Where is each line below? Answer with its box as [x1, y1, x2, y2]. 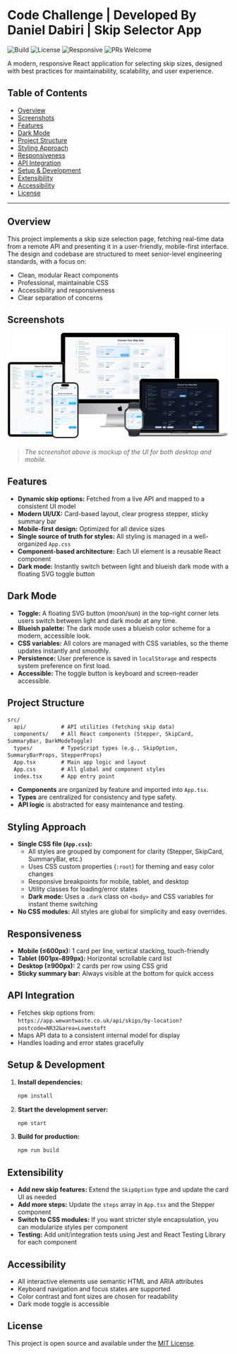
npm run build [17, 1147, 59, 1154]
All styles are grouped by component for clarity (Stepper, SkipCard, [28, 847, 224, 856]
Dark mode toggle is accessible [17, 1300, 109, 1308]
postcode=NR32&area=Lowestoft [17, 1025, 107, 1032]
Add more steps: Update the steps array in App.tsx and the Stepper [17, 1201, 215, 1209]
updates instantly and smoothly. [17, 646, 111, 655]
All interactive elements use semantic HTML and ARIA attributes [17, 1277, 204, 1285]
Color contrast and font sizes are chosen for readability [17, 1292, 178, 1300]
